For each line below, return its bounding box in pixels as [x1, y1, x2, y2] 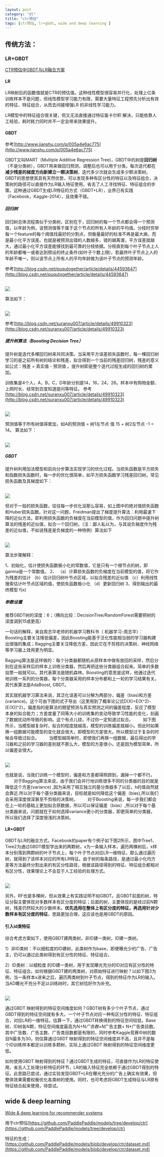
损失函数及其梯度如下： [5, 478, 52, 484]
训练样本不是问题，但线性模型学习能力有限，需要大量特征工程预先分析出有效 [5, 96, 159, 102]
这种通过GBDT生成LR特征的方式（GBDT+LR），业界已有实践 [13, 188, 133, 193]
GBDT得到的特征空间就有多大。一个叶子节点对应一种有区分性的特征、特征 [5, 1011, 154, 1017]
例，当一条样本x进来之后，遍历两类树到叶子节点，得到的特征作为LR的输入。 [5, 974, 158, 980]
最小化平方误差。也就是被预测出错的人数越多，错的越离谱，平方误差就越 [9, 237, 155, 243]
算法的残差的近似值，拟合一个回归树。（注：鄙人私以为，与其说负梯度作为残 [5, 521, 157, 527]
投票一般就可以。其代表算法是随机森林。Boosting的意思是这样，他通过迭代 [5, 670, 156, 676]
